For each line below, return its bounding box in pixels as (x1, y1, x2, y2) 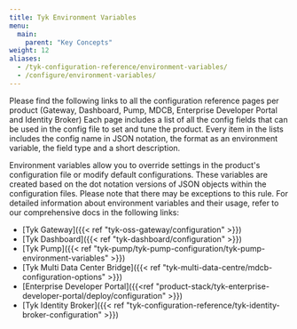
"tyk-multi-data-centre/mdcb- (162, 261, 273, 272)
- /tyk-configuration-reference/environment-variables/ (17, 63, 228, 72)
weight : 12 (9, 46, 50, 55)
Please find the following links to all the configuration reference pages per (9, 95, 279, 106)
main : (17, 29, 38, 38)
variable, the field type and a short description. (9, 142, 181, 153)
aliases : (9, 54, 42, 63)
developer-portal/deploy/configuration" (21, 290, 167, 301)
